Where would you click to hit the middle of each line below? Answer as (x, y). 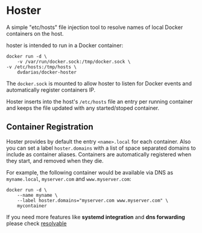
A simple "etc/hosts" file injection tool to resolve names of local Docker (95, 27)
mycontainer (32, 206)
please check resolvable (36, 223)
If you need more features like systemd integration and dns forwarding (96, 217)
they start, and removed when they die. (55, 161)
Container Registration (50, 127)
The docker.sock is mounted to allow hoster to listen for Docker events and (99, 83)
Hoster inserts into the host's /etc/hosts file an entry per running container (99, 101)
